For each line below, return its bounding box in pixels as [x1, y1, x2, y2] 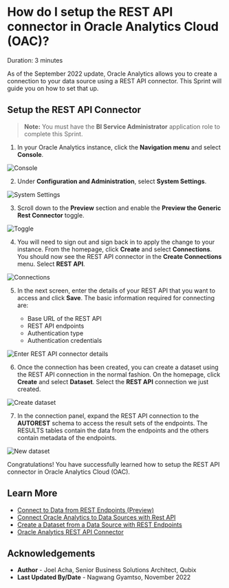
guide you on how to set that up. [7, 84, 99, 92]
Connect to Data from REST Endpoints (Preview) [17, 505, 155, 514]
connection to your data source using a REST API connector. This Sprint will [7, 76, 222, 85]
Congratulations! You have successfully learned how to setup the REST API [7, 460, 220, 468]
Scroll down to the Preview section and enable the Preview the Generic [17, 204, 221, 212]
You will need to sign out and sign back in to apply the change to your [17, 238, 215, 246]
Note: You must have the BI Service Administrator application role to [23, 122, 221, 131]
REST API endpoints [27, 322, 85, 330]
